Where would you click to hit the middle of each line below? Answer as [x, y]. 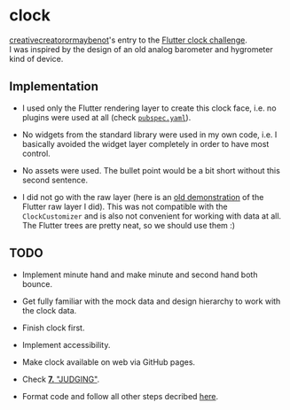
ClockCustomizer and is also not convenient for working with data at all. [152, 216]
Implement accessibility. [66, 344]
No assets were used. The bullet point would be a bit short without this [151, 170]
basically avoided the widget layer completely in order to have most [145, 143]
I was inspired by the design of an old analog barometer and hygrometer [141, 49]
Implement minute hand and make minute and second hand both [140, 275]
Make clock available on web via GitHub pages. [109, 362]
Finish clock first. [53, 328]
